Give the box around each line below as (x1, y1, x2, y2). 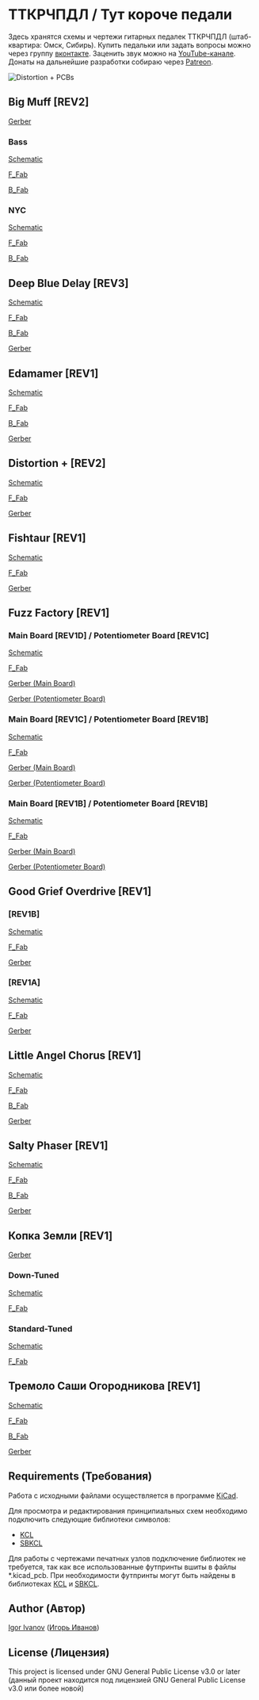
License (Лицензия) (8, 1645, 110, 1659)
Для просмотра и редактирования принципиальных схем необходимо (8, 1506, 248, 1515)
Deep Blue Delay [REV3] (8, 276, 129, 290)
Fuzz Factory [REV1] (8, 606, 110, 619)
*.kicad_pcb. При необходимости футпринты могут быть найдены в (8, 1570, 236, 1579)
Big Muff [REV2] (8, 95, 90, 109)
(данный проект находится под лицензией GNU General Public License (8, 1675, 246, 1685)
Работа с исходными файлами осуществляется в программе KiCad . (8, 1491, 238, 1500)
